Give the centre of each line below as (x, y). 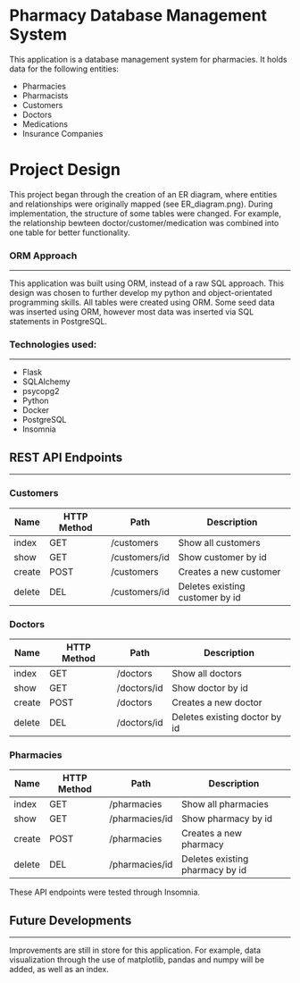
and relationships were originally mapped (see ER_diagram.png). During (142, 204)
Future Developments (71, 920)
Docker (36, 410)
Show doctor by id (210, 687)
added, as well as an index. (59, 969)
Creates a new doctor (217, 702)
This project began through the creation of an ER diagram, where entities (143, 194)
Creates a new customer (229, 571)
